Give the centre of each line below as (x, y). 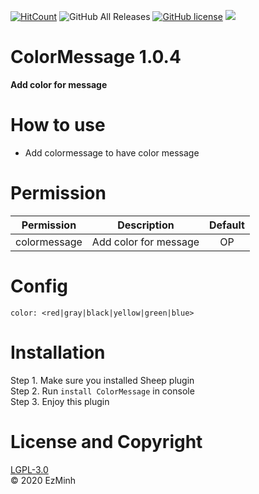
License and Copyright (106, 441)
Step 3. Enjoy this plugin (60, 401)
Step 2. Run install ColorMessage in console (102, 391)
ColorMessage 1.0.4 (96, 57)
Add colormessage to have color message (112, 152)
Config (39, 286)
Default (227, 225)
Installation (58, 352)
